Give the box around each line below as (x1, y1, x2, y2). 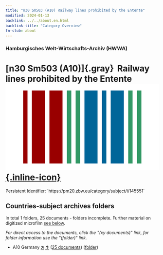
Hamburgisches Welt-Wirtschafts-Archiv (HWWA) (5, 45, 128, 52)
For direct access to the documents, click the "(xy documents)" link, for (5, 229, 149, 236)
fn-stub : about (5, 28, 36, 34)
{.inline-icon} (5, 172, 61, 183)
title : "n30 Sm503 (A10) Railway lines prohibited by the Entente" (5, 8, 145, 13)
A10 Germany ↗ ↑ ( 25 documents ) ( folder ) (12, 244, 99, 250)
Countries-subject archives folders (5, 202, 115, 210)
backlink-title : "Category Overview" (5, 23, 82, 28)
